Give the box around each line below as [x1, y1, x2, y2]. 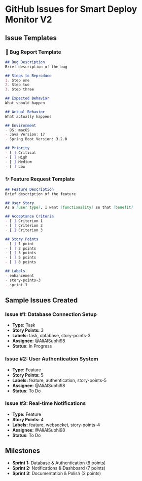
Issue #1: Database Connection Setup [5, 310, 97, 317]
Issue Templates [5, 34, 57, 42]
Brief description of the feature [5, 191, 76, 196]
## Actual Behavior [5, 109, 45, 114]
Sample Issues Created [5, 296, 78, 305]
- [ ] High [5, 155, 28, 160]
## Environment [5, 123, 36, 128]
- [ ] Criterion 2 [5, 223, 43, 228]
